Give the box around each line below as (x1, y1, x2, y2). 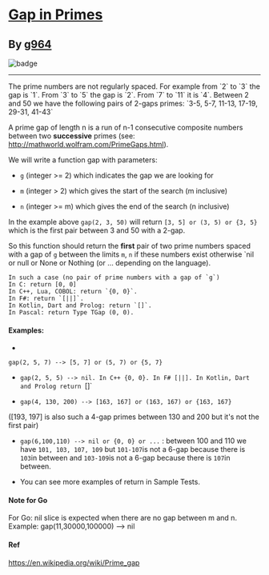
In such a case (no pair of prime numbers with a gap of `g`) (8, 274, 220, 282)
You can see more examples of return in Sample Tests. (19, 477, 200, 487)
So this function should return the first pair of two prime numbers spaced (8, 242, 251, 250)
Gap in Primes (8, 6, 103, 24)
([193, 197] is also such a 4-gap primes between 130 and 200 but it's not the (8, 412, 260, 421)
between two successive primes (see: (8, 131, 135, 141)
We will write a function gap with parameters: (8, 155, 158, 165)
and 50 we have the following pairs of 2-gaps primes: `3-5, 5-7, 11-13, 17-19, (8, 98, 258, 108)
